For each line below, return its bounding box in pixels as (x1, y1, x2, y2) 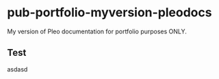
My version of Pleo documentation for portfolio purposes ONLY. (7, 27, 187, 35)
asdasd (7, 65, 28, 73)
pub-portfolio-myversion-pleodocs (7, 5, 212, 20)
